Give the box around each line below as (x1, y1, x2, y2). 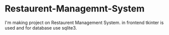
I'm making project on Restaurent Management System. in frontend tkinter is (5, 19, 164, 25)
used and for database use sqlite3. (5, 24, 77, 30)
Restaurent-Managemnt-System (5, 3, 145, 14)
